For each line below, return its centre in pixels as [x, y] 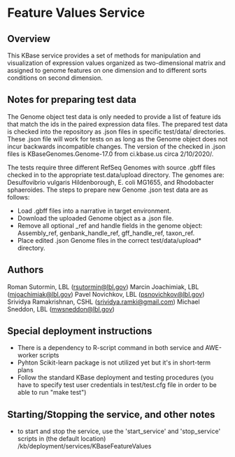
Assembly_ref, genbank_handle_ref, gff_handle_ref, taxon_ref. [106, 233]
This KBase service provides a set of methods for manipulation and [104, 55]
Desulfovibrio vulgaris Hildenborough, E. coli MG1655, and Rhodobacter [111, 182]
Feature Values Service [76, 13]
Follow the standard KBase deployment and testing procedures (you [115, 378]
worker [28, 356]
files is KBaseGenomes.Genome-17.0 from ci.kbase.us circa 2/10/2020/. [111, 154]
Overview [29, 39]
